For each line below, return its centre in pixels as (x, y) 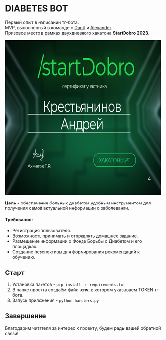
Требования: (19, 219)
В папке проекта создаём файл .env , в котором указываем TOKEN (83, 290)
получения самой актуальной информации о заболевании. (67, 208)
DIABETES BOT (37, 9)
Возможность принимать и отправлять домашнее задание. (75, 236)
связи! (12, 333)
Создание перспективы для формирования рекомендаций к (76, 252)
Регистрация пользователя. (41, 231)
